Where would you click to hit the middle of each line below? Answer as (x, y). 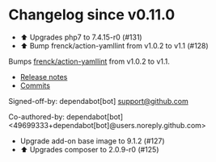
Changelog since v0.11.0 (92, 15)
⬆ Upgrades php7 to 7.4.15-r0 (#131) (81, 37)
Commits (35, 85)
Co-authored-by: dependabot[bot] (66, 116)
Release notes (44, 77)
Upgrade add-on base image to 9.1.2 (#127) (92, 141)
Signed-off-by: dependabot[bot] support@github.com (98, 101)
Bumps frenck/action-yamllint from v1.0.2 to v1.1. (89, 61)
